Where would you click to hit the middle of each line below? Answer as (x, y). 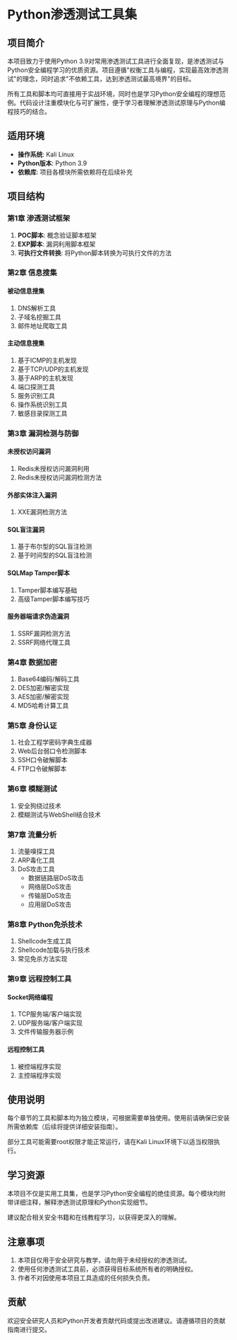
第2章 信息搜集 (32, 273)
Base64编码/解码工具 (48, 679)
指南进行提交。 (29, 1329)
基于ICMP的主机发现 (47, 360)
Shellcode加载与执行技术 (54, 950)
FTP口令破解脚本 (42, 769)
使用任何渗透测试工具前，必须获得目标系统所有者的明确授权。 (107, 1269)
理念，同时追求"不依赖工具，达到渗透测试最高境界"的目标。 (109, 79)
